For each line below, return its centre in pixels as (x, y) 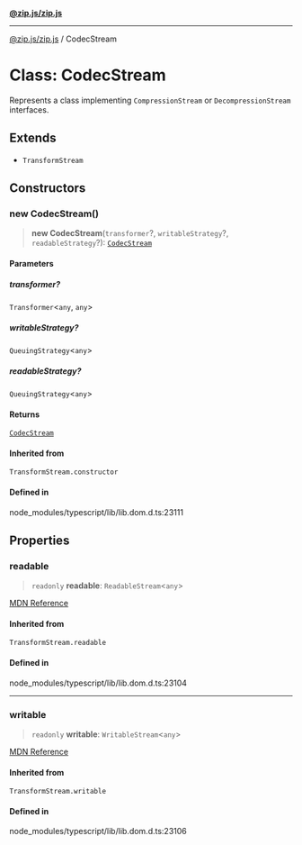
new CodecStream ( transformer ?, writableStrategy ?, (130, 233)
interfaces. (29, 109)
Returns (25, 414)
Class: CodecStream (88, 75)
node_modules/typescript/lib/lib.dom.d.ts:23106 (98, 831)
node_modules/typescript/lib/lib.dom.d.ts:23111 (97, 512)
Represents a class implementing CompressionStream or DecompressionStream (150, 100)
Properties (40, 540)
